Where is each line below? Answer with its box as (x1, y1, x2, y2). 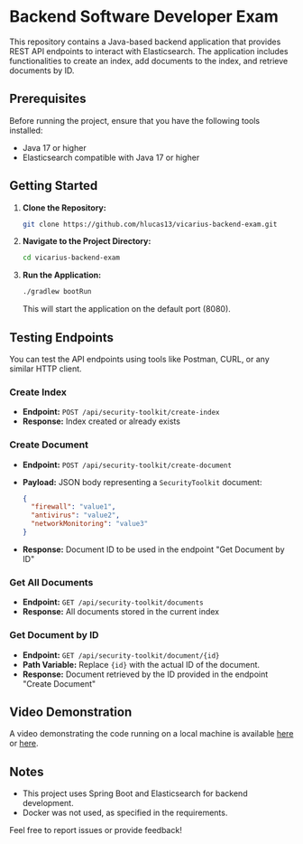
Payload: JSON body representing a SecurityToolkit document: (22, 476, 262, 487)
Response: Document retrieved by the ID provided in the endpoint (22, 669, 269, 680)
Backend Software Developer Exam (9, 6, 280, 27)
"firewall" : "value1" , (31, 502, 116, 511)
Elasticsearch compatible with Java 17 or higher (22, 152, 200, 163)
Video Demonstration (9, 704, 133, 719)
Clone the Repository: (22, 202, 106, 213)
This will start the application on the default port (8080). (22, 304, 232, 314)
